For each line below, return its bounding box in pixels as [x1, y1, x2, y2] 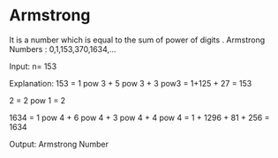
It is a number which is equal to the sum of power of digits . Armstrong [9, 34, 266, 45]
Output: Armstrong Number [9, 139, 109, 149]
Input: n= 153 [9, 61, 57, 71]
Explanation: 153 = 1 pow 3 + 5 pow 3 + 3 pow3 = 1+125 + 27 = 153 [9, 78, 252, 88]
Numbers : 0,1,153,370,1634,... [9, 43, 116, 54]
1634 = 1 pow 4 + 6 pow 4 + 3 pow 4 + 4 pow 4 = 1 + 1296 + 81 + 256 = [9, 112, 270, 123]
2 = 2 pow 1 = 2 [9, 94, 66, 106]
